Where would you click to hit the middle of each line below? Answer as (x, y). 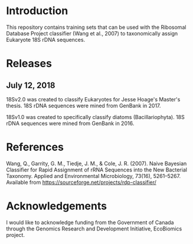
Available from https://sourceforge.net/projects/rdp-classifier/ (81, 182)
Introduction (37, 11)
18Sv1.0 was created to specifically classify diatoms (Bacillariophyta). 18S (95, 117)
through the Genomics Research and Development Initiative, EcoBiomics (94, 229)
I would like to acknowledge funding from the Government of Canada (90, 222)
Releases (29, 64)
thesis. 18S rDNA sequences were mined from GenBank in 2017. (84, 105)
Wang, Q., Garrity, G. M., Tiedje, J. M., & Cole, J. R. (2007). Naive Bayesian (97, 163)
